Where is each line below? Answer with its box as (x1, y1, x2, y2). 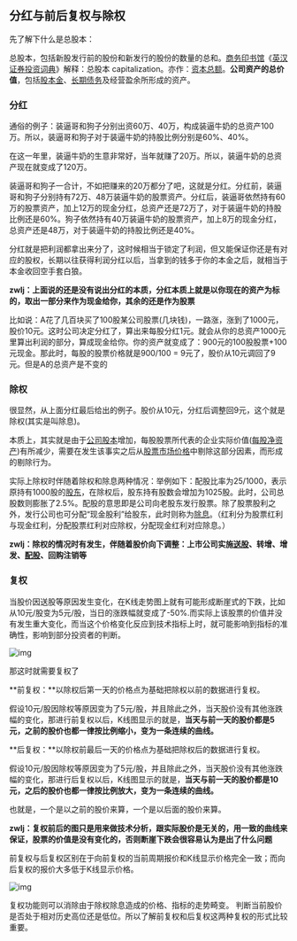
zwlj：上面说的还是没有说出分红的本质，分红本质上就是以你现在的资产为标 (9, 284, 280, 295)
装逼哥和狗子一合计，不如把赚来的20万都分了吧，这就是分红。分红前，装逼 (9, 181, 283, 191)
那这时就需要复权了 (9, 665, 80, 676)
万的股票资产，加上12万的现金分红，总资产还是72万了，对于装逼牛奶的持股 (9, 203, 282, 214)
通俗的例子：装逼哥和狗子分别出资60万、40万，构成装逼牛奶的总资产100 (9, 121, 274, 131)
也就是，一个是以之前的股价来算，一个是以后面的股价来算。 (9, 804, 226, 814)
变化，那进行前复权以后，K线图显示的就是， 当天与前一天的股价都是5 (24, 714, 276, 725)
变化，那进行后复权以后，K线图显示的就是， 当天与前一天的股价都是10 (24, 774, 278, 784)
